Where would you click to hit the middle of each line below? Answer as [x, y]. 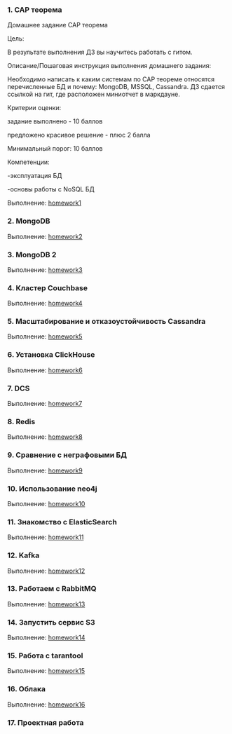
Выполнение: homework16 [46, 704]
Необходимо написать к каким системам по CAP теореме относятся [111, 79]
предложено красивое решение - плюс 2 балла [79, 135]
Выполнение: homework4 [45, 304]
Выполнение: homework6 [45, 370]
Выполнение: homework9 [45, 470]
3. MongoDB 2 [32, 254]
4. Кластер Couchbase [48, 287]
